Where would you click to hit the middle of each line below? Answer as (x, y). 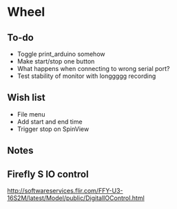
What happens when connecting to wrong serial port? (93, 69)
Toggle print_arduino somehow (61, 54)
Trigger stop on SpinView (53, 129)
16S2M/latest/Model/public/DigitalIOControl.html (76, 198)
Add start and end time (50, 121)
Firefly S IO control (48, 174)
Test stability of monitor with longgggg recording (86, 76)
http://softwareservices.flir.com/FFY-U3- (65, 191)
